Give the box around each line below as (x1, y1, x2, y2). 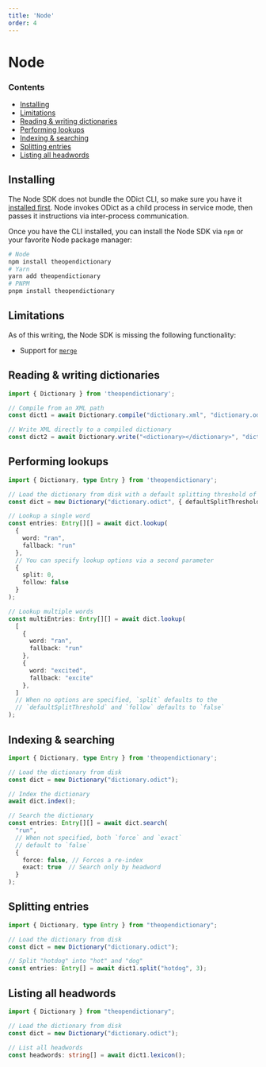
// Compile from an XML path (8, 404, 104, 412)
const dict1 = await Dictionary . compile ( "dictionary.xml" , (8, 411, 207, 419)
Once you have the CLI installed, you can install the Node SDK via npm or (8, 226, 244, 236)
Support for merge (19, 345, 78, 355)
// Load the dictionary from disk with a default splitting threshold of (8, 490, 257, 499)
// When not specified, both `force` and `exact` (15, 834, 182, 842)
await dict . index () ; (8, 797, 77, 806)
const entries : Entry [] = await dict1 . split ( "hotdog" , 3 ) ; (8, 965, 207, 973)
